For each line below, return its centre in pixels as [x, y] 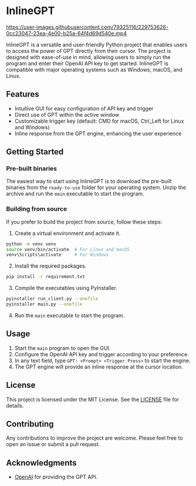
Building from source [37, 209]
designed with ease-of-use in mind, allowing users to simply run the [88, 57]
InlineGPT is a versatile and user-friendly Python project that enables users [97, 45]
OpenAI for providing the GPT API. [56, 477]
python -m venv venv [31, 244]
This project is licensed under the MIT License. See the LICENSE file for [93, 399]
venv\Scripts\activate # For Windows [58, 255]
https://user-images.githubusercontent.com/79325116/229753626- [87, 27]
